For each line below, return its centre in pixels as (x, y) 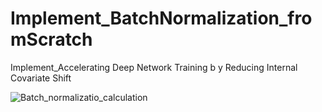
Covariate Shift (41, 78)
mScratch (51, 39)
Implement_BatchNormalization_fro (161, 18)
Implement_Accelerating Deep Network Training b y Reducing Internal (154, 67)
